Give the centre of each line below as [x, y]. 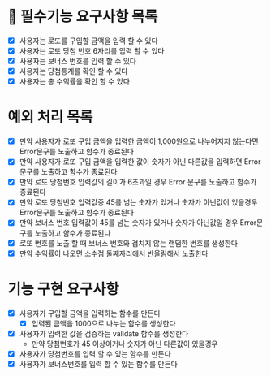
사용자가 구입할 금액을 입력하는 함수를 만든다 [90, 313]
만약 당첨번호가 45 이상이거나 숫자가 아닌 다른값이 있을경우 [125, 344]
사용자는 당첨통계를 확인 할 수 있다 [73, 71]
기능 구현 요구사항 [63, 289]
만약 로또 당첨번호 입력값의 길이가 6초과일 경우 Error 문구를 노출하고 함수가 [138, 182]
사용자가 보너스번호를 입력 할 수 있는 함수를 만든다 [98, 364]
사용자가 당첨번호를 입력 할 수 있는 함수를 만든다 [95, 353]
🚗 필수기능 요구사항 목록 [83, 17]
